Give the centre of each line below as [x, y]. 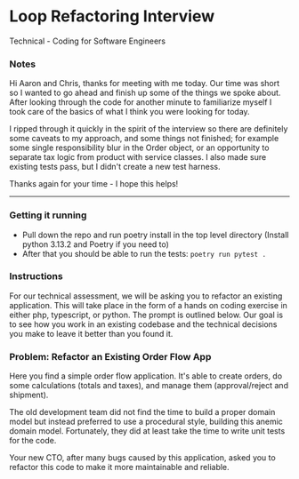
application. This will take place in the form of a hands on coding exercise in [148, 305]
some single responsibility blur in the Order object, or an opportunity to [139, 148]
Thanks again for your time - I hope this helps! [94, 184]
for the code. [33, 441]
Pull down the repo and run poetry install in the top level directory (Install [155, 235]
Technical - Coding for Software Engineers [88, 41]
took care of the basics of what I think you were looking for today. [130, 112]
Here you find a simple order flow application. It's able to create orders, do [146, 376]
